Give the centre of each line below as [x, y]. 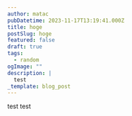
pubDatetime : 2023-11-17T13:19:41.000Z [66, 21]
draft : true [25, 47]
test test [19, 106]
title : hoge [25, 27]
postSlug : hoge [30, 34]
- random [26, 60]
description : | [30, 73]
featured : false [31, 40]
